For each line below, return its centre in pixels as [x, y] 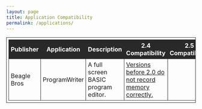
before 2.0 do [145, 72]
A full [95, 65]
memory [138, 87]
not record [141, 80]
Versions [139, 65]
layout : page [23, 12]
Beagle [21, 76]
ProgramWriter [63, 80]
